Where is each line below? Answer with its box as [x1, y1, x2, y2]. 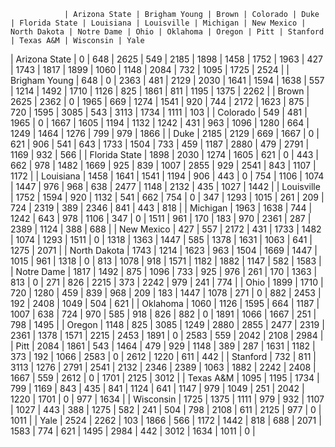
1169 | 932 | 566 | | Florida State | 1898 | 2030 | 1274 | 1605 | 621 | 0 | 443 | [10, 149, 320, 160]
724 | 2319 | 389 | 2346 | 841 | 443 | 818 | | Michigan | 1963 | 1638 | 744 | [10, 202, 313, 214]
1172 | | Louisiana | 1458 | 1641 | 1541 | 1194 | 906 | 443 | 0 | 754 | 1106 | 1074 [10, 170, 325, 182]
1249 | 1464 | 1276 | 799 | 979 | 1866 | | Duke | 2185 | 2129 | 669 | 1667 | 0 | [10, 128, 320, 139]
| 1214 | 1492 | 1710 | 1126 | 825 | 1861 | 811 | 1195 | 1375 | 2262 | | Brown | [10, 85, 310, 97]
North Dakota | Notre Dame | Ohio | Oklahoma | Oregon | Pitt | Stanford [10, 27, 325, 37]
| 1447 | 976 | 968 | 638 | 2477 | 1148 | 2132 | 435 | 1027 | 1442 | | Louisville [10, 181, 321, 192]
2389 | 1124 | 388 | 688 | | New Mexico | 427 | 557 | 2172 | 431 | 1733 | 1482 [10, 223, 322, 235]
